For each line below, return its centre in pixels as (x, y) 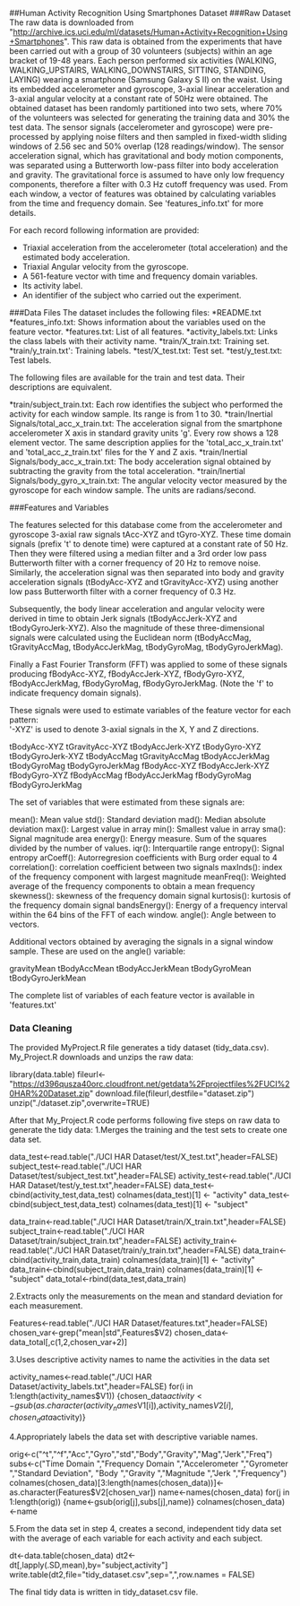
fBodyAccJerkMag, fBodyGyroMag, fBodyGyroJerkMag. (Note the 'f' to (141, 683)
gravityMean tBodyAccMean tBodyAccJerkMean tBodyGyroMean (131, 968)
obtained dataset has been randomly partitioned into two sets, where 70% (146, 108)
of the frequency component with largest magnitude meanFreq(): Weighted (148, 876)
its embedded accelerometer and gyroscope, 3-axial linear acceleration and (149, 89)
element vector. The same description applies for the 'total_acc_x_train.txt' (146, 442)
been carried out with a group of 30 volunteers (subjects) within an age (141, 51)
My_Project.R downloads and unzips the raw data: (102, 1058)
